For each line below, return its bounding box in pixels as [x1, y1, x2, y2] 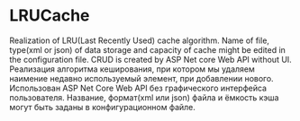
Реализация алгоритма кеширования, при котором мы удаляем [9, 64, 255, 74]
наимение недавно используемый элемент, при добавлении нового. [9, 73, 274, 83]
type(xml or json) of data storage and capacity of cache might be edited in [9, 44, 286, 55]
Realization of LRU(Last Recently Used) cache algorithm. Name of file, [9, 35, 270, 46]
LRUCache [9, 5, 90, 26]
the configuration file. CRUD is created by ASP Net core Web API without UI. [9, 54, 293, 65]
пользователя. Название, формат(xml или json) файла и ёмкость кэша [9, 91, 279, 103]
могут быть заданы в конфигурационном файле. [9, 101, 196, 112]
